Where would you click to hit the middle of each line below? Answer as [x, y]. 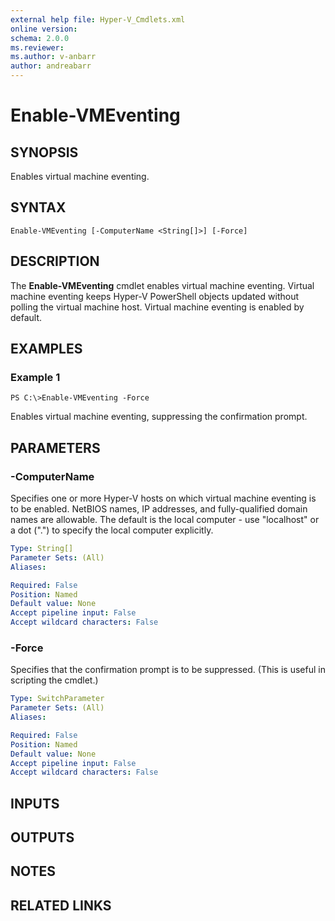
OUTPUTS [42, 837]
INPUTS [35, 803]
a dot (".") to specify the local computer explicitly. [112, 530]
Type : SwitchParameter [57, 699]
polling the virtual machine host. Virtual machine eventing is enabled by [157, 307]
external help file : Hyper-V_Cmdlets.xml [98, 19]
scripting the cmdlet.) [54, 680]
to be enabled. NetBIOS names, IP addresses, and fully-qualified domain [159, 509]
